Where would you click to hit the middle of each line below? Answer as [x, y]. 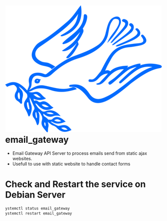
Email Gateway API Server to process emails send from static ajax [80, 153]
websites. [22, 159]
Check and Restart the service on [76, 184]
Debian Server [35, 195]
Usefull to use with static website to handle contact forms [71, 164]
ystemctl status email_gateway [38, 209]
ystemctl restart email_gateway [39, 214]
